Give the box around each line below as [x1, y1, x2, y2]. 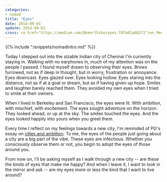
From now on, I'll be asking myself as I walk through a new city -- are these [5, 156, 159, 162]
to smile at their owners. [5, 90, 55, 96]
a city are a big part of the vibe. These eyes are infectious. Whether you [5, 136, 153, 142]
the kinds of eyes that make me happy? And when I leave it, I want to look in [5, 162, 161, 167]
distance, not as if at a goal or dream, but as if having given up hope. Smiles [5, 80, 161, 86]
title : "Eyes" [5, 16, 35, 21]
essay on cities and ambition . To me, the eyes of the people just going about [5, 131, 162, 136]
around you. [5, 147, 30, 152]
